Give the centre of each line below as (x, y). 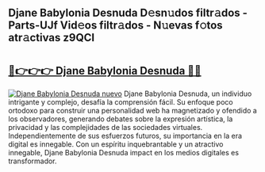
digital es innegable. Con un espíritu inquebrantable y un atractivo (116, 144)
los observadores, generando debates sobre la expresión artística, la (121, 119)
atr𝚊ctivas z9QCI (52, 38)
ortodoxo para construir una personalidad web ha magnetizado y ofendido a (133, 111)
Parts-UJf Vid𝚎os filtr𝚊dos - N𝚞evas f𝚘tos (116, 26)
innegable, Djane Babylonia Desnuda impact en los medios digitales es (124, 153)
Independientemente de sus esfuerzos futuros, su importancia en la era (125, 136)
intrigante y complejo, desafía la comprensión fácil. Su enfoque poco (121, 102)
